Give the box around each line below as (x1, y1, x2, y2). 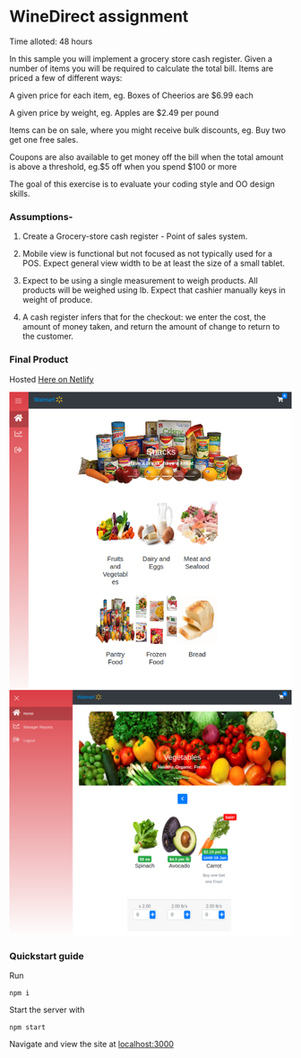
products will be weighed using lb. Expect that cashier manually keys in (21, 285, 287, 295)
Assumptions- (9, 210, 73, 223)
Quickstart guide (9, 949, 85, 962)
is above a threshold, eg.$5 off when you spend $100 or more (9, 161, 237, 172)
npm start (9, 1022, 47, 1032)
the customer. (21, 331, 74, 342)
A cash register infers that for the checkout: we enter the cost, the (21, 312, 267, 322)
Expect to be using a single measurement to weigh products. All (21, 276, 258, 287)
